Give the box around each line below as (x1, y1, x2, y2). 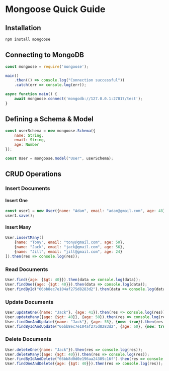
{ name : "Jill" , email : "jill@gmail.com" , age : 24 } (14, 249, 123, 254)
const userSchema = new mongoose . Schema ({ (5, 128, 96, 133)
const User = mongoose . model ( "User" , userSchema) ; (5, 156, 114, 161)
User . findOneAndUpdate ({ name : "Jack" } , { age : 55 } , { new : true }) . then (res (5, 319, 163, 324)
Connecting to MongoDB (5, 51, 84, 59)
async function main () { (5, 91, 57, 97)
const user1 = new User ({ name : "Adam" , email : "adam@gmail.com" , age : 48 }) (5, 209, 167, 214)
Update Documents (5, 298, 54, 305)
